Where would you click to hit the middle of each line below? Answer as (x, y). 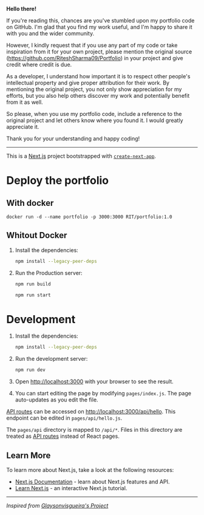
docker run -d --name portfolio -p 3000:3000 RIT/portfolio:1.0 (89, 217)
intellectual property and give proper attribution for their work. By (88, 83)
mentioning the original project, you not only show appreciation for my (94, 89)
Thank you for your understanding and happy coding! (73, 138)
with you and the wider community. (50, 33)
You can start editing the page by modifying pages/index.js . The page (103, 394)
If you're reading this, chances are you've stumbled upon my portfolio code (100, 20)
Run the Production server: (49, 273)
